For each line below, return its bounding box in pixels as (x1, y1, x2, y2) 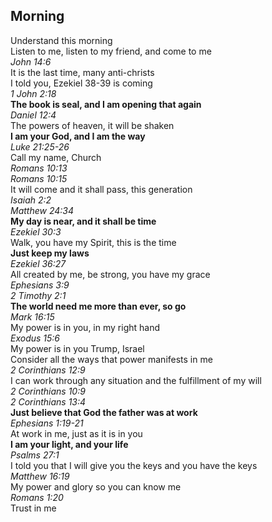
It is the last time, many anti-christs (10, 66, 155, 78)
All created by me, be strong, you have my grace (10, 268, 211, 280)
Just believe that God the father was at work (10, 406, 198, 418)
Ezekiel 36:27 (10, 257, 67, 269)
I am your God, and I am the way (10, 130, 146, 142)
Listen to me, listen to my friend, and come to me (10, 45, 212, 57)
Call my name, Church (10, 151, 102, 163)
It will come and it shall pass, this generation (10, 183, 193, 195)
